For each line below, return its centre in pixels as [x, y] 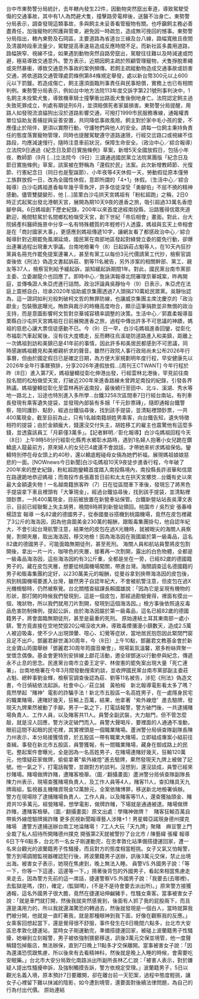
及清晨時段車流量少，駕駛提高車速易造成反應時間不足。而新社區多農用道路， [99, 46]
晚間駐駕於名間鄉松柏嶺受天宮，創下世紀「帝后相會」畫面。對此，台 [105, 217]
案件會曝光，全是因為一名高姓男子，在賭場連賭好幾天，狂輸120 [104, 752]
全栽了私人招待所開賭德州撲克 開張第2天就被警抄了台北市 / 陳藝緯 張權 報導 [98, 834]
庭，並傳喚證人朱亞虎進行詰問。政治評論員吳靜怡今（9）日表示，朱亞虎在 [96, 284]
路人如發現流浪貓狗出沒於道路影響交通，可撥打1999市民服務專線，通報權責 [98, 113]
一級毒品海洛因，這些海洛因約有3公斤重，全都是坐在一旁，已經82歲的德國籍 [99, 559]
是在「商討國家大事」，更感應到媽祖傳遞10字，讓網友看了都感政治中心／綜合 [98, 232]
